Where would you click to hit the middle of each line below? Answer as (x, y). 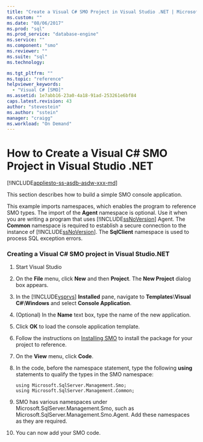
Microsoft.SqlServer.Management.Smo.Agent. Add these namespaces (103, 415)
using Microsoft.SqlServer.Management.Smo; (71, 386)
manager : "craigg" (30, 118)
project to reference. (41, 345)
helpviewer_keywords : (34, 84)
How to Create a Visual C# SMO (87, 153)
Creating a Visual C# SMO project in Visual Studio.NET (88, 254)
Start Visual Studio (39, 267)
